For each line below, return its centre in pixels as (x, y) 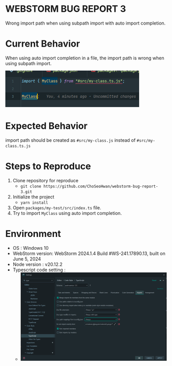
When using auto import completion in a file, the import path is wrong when (85, 58)
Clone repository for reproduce (45, 180)
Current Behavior (43, 44)
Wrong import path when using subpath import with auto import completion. (85, 23)
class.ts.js (18, 146)
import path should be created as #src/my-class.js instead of (70, 140)
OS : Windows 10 (30, 248)
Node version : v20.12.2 (38, 264)
